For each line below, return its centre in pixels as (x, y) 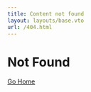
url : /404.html (30, 27)
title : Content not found (45, 14)
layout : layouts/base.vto (45, 21)
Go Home (21, 81)
